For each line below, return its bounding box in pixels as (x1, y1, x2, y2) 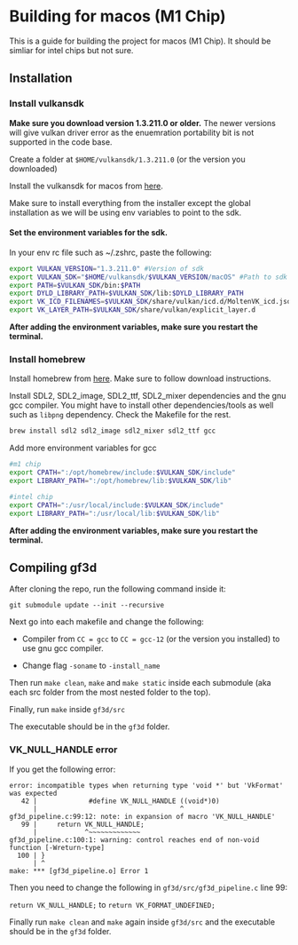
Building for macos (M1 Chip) (9, 6, 226, 27)
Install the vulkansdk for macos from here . (9, 180, 164, 191)
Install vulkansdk (9, 98, 84, 110)
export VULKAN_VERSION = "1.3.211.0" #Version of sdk (9, 264, 204, 273)
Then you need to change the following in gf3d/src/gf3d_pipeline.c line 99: (9, 882, 288, 893)
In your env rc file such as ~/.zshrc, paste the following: (9, 247, 213, 258)
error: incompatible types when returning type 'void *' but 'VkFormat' (9, 781, 284, 790)
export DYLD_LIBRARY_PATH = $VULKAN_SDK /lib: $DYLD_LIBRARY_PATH (9, 289, 244, 298)
